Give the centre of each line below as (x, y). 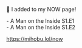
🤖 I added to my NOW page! (41, 9)
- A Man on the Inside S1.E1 (40, 21)
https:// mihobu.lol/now (35, 39)
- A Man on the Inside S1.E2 (41, 27)
